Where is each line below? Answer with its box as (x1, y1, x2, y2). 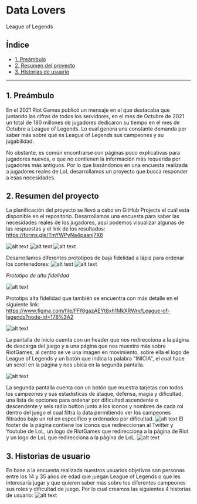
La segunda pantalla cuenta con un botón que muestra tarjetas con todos (6, 384, 184, 391)
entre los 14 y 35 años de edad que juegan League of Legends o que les (6, 473, 181, 480)
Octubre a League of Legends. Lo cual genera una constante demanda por (6, 125, 187, 132)
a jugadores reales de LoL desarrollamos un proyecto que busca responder (6, 168, 188, 175)
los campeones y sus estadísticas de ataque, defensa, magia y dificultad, (6, 390, 184, 398)
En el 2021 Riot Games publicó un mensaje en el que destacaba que (6, 106, 170, 114)
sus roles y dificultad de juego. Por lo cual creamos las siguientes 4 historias (6, 486, 191, 493)
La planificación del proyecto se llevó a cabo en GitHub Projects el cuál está (6, 206, 189, 213)
